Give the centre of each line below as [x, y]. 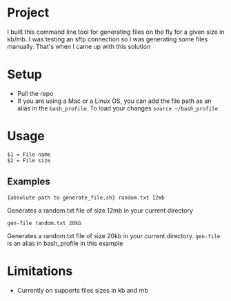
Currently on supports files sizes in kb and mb [82, 290]
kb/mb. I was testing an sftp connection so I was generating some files [108, 39]
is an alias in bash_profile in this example [65, 243]
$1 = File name [29, 154]
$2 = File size [29, 160]
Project [28, 13]
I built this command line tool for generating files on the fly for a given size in [116, 32]
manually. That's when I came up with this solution [79, 46]
